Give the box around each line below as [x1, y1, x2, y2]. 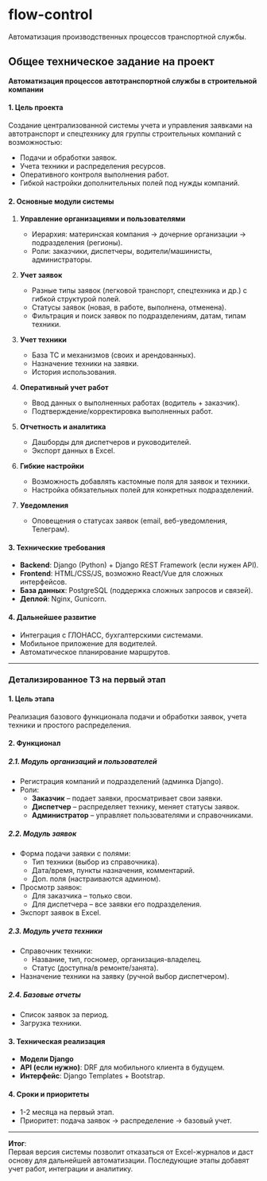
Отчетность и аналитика [19, 422, 106, 431]
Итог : [8, 1138, 27, 1148]
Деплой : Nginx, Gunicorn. [19, 594, 107, 604]
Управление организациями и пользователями [19, 214, 186, 224]
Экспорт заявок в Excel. [19, 908, 102, 918]
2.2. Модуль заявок [8, 828, 77, 838]
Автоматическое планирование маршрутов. [19, 647, 171, 657]
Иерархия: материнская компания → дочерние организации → [31, 229, 246, 240]
